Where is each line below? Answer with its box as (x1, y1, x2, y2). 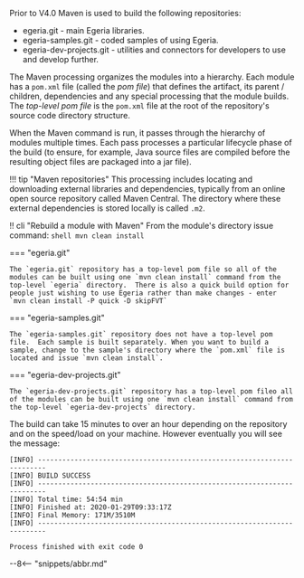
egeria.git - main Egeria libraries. (22, 25, 145, 35)
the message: (9, 438, 61, 449)
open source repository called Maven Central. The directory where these (9, 194, 281, 204)
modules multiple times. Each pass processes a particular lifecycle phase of (9, 137, 292, 147)
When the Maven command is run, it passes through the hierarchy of (9, 128, 266, 138)
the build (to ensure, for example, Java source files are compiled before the (9, 147, 290, 157)
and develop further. (22, 54, 100, 64)
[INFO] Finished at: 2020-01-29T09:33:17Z (9, 503, 172, 512)
